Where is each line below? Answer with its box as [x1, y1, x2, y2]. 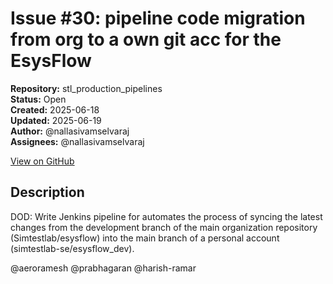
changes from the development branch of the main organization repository [10, 221, 318, 233]
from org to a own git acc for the [10, 28, 282, 51]
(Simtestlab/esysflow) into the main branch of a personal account [10, 232, 280, 244]
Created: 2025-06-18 [10, 103, 100, 116]
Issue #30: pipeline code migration [10, 7, 306, 30]
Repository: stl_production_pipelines [10, 82, 163, 94]
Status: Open [10, 93, 67, 105]
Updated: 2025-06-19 [10, 114, 102, 126]
